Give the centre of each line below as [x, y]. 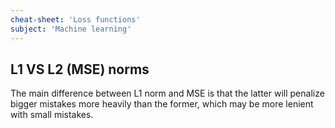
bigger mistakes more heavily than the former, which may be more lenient [162, 104]
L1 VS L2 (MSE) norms [80, 69]
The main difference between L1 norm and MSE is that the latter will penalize [167, 93]
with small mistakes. [52, 115]
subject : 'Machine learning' [71, 29]
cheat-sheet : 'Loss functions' [75, 19]
